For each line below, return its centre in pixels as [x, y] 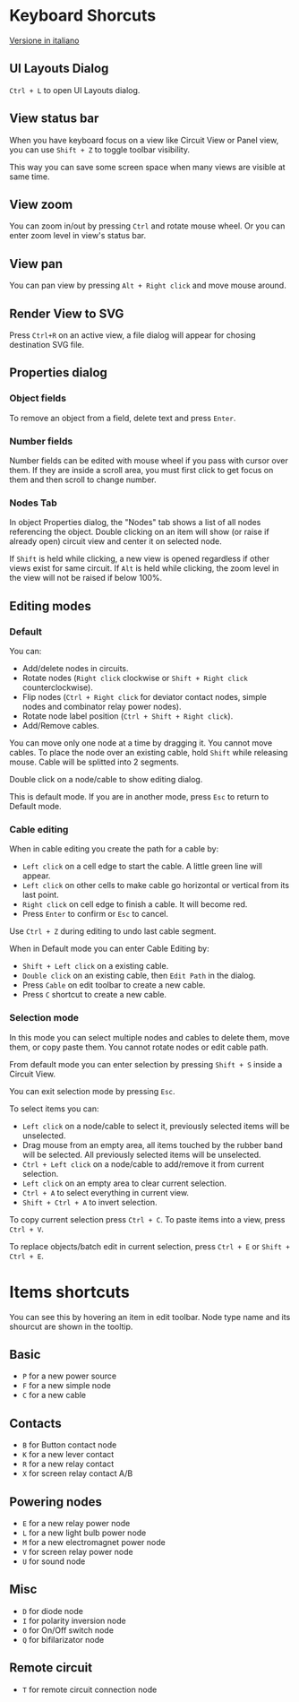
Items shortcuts [69, 1292]
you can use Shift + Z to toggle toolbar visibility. [100, 150]
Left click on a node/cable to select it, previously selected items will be [156, 1126]
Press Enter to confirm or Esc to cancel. [95, 914]
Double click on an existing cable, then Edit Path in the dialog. [139, 976]
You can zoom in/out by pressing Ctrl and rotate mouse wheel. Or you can [147, 226]
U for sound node [54, 1561]
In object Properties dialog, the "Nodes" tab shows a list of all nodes [135, 523]
